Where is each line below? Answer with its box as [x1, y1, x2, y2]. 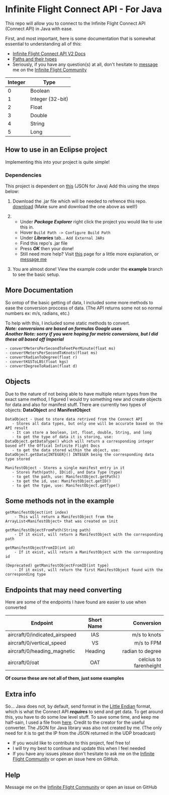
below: [5, 189, 19, 195]
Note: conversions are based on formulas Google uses [5, 325, 122, 332]
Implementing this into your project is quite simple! [5, 159, 110, 165]
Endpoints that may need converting [5, 585, 122, 594]
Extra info [5, 690, 36, 698]
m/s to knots [132, 631, 161, 638]
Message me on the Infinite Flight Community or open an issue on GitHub [5, 784, 157, 790]
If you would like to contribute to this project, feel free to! [12, 740, 131, 746]
